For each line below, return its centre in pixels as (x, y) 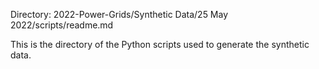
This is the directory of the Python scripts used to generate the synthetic (160, 44)
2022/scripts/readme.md (62, 25)
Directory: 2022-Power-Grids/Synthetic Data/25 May (119, 14)
